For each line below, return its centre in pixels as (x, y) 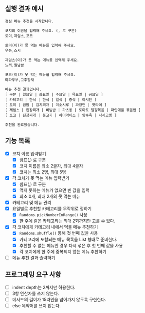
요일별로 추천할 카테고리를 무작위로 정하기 (52, 209)
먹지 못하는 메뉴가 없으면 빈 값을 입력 (54, 190)
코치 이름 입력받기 (29, 153)
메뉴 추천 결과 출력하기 (34, 257)
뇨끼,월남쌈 (15, 65)
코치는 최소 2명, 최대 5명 (43, 172)
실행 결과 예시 (24, 9)
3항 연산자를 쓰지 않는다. (36, 293)
